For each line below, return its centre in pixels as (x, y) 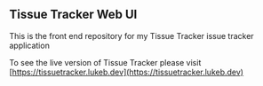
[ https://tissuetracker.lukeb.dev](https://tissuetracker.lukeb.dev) (127, 72)
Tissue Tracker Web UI (73, 15)
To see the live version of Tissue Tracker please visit (105, 62)
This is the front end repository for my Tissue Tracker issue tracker (132, 35)
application (30, 45)
